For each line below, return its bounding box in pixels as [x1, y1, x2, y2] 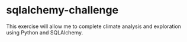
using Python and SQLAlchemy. [6, 29, 83, 36]
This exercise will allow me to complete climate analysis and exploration [6, 23, 182, 30]
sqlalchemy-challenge [6, 3, 119, 17]
